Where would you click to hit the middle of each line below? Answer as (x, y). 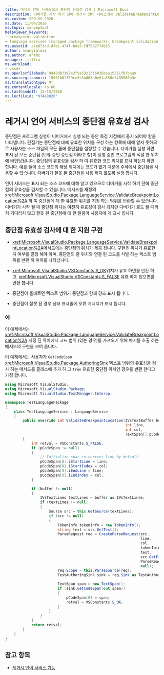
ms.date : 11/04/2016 (26, 23)
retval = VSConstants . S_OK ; (95, 602)
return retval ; (47, 625)
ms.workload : (18, 64)
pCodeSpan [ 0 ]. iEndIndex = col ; (72, 475)
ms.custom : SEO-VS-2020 (29, 19)
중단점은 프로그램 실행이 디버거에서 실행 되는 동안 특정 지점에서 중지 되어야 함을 (81, 136)
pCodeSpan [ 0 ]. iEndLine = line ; (72, 471)
